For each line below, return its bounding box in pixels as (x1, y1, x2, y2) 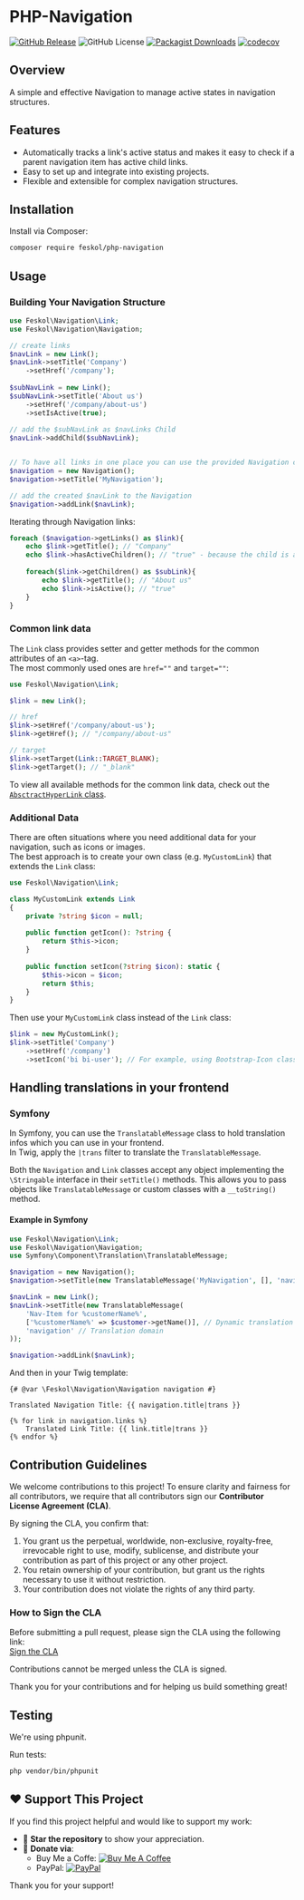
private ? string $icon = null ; (25, 911, 144, 921)
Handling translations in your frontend (9, 1081, 229, 1096)
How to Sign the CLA (9, 1606, 102, 1619)
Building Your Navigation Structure (9, 296, 166, 308)
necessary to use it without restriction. (22, 1574, 166, 1585)
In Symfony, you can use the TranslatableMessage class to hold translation (9, 1128, 286, 1139)
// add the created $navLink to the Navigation (9, 491, 193, 500)
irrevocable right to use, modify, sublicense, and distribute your (22, 1545, 260, 1556)
